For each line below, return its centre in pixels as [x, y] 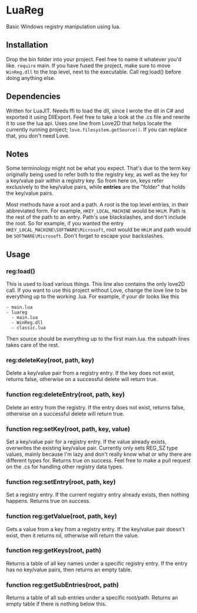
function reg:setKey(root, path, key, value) [68, 429]
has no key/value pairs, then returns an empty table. [69, 569]
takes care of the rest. [33, 345]
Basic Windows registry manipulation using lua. [64, 26]
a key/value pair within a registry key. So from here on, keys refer [85, 181]
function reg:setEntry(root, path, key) [61, 482]
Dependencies [33, 97]
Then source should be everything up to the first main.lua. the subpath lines [98, 339]
